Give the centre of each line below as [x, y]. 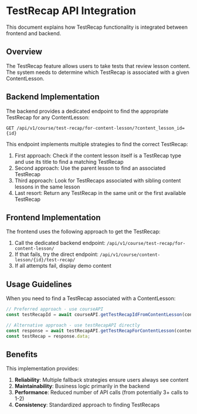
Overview [24, 52]
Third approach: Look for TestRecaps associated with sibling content [98, 180]
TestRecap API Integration [71, 11]
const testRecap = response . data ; [48, 336]
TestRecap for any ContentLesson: [48, 117]
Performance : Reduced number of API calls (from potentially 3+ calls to [101, 392]
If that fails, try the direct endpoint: [56, 254]
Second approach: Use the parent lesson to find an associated [90, 168]
